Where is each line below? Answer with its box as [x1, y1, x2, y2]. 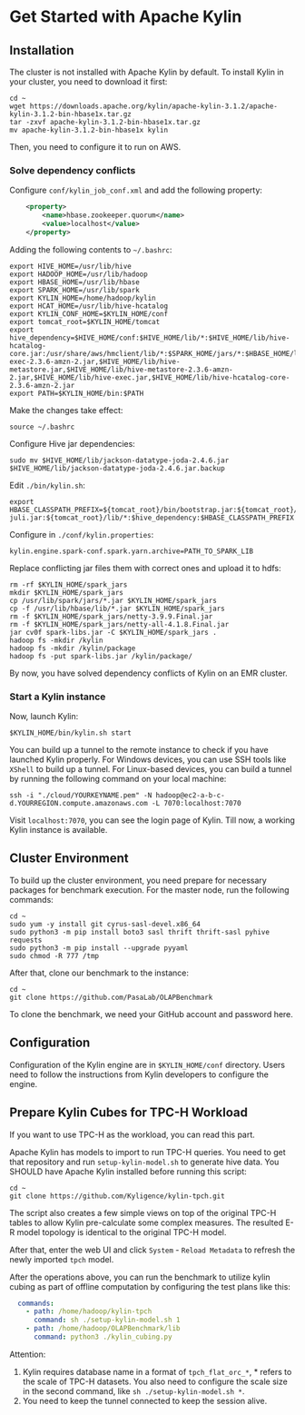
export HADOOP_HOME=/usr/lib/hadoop [9, 270, 148, 279]
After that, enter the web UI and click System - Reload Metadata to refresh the [9, 1244, 296, 1255]
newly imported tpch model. [9, 1253, 114, 1264]
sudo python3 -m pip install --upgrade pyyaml [9, 943, 189, 953]
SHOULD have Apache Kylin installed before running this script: [9, 1165, 247, 1177]
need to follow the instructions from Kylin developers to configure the [9, 1069, 270, 1080]
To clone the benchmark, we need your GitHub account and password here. [9, 1008, 293, 1019]
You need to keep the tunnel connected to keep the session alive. [22, 1395, 268, 1406]
